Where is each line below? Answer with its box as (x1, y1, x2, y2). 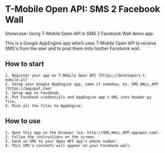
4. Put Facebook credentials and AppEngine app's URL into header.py (5, 94, 152, 100)
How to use (5, 117, 41, 125)
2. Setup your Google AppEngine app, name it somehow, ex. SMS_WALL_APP (5, 81, 159, 86)
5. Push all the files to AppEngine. (5, 103, 83, 108)
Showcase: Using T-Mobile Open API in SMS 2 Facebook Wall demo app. (5, 30, 155, 36)
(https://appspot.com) (5, 86, 52, 91)
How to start (5, 60, 44, 68)
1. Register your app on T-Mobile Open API (5, 73, 97, 78)
